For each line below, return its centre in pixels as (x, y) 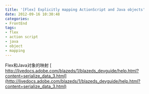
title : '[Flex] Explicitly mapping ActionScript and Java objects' (75, 10)
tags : (11, 28)
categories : (17, 19)
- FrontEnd (16, 23)
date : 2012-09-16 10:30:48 (32, 14)
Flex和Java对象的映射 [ (28, 65)
